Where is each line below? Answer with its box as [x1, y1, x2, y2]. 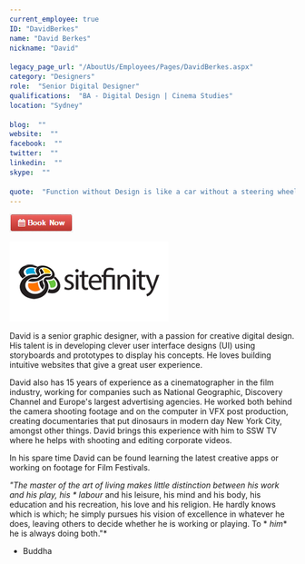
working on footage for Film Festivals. [9, 462, 151, 473]
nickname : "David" [9, 44, 79, 53]
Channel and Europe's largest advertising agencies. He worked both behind [9, 396, 292, 408]
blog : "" [9, 120, 47, 129]
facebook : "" [9, 139, 64, 149]
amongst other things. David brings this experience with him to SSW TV [9, 425, 278, 436]
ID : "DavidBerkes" [9, 24, 79, 34]
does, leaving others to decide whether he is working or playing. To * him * [9, 519, 288, 529]
